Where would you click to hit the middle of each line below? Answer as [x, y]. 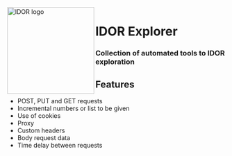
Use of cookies [39, 115]
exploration [115, 62]
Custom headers [41, 130]
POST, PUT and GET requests [60, 101]
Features [115, 84]
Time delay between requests [60, 145]
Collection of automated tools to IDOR [160, 53]
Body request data [44, 137]
